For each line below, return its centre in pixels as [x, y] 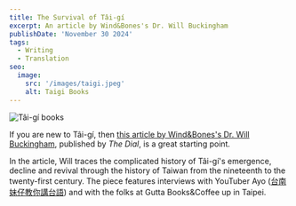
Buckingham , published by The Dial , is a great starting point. [120, 144]
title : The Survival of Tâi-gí [67, 17]
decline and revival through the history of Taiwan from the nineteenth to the [148, 170]
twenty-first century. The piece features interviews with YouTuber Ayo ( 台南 [148, 181]
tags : [19, 42]
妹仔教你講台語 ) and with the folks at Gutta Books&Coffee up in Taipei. [138, 192]
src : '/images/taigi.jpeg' [75, 83]
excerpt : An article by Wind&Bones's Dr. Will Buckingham [119, 26]
